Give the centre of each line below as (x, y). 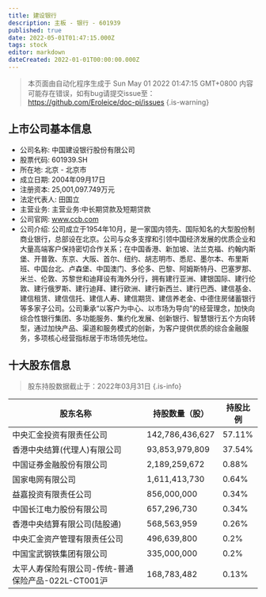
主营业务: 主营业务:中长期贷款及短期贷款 (85, 209)
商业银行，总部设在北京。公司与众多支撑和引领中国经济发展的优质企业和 (137, 239)
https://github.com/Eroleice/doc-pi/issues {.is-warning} (118, 102)
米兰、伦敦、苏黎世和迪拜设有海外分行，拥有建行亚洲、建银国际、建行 (134, 278)
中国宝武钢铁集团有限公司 (60, 553)
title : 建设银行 (32, 15)
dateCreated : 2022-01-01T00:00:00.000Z (74, 60)
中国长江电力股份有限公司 (60, 509)
